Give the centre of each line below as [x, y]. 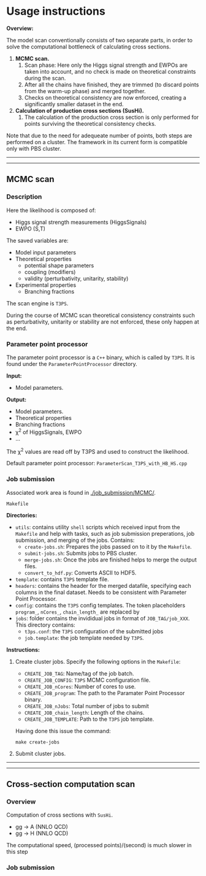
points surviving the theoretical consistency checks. [90, 123]
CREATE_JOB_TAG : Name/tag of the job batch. [79, 673]
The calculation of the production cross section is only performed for [112, 117]
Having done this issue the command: [63, 731]
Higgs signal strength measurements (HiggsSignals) [81, 222]
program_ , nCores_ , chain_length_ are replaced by [77, 612]
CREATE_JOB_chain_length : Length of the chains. [84, 712]
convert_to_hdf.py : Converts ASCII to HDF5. [80, 573]
